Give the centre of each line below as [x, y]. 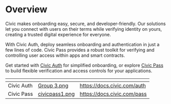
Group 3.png [53, 86]
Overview [26, 9]
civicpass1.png [56, 94]
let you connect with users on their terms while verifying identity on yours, [84, 29]
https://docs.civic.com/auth [113, 86]
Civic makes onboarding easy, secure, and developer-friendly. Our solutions [85, 24]
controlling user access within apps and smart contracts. [65, 55]
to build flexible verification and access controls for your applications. [79, 71]
